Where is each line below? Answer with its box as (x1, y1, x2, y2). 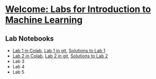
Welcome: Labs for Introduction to (5, 4, 151, 15)
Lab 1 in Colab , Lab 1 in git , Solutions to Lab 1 (12, 48, 106, 53)
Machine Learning (5, 14, 83, 26)
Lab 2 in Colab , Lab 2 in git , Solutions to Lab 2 (12, 53, 108, 59)
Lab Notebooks (5, 34, 54, 43)
